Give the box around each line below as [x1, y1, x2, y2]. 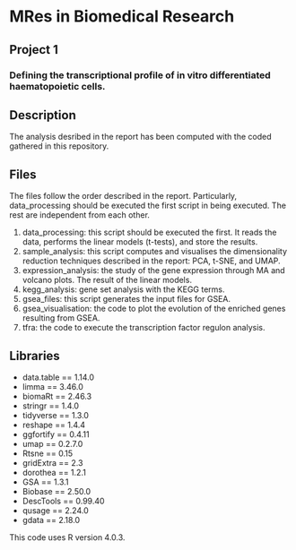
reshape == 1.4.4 [22, 419, 86, 430]
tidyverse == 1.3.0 [22, 409, 90, 420]
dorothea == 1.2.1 [22, 467, 87, 477]
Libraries [9, 348, 60, 364]
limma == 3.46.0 [22, 381, 83, 391]
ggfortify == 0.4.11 [22, 428, 90, 440]
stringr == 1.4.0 [22, 400, 79, 411]
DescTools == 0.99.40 [22, 495, 105, 506]
